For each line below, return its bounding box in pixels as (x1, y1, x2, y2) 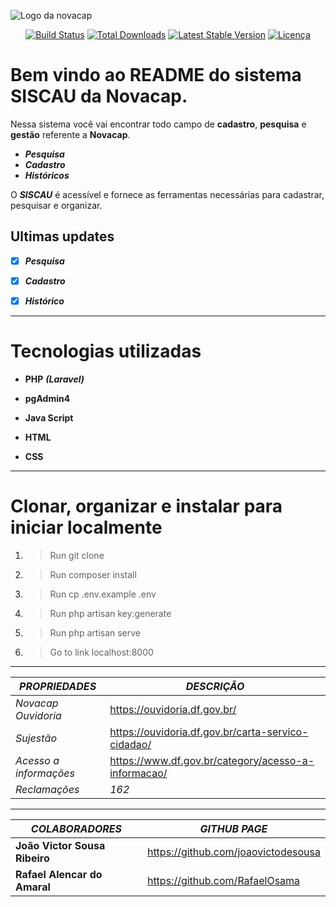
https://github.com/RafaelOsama (146, 873, 301, 887)
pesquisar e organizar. (10, 199, 103, 211)
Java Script (24, 411, 74, 424)
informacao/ (109, 766, 168, 780)
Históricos (24, 169, 70, 181)
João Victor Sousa (15, 838, 106, 852)
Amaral (15, 880, 51, 894)
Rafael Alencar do (15, 867, 103, 881)
